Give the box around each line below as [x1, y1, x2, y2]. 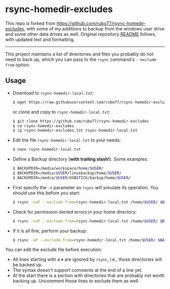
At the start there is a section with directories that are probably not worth [12, 272, 165, 279]
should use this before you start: [12, 190, 80, 196]
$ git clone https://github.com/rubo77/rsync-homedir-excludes [12, 118, 149, 123]
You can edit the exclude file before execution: [5, 246, 102, 253]
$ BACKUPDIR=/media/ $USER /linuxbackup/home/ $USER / [12, 171, 122, 176]
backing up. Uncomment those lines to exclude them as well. [12, 278, 140, 284]
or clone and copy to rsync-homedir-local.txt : [12, 109, 111, 115]
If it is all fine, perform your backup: [12, 228, 88, 234]
